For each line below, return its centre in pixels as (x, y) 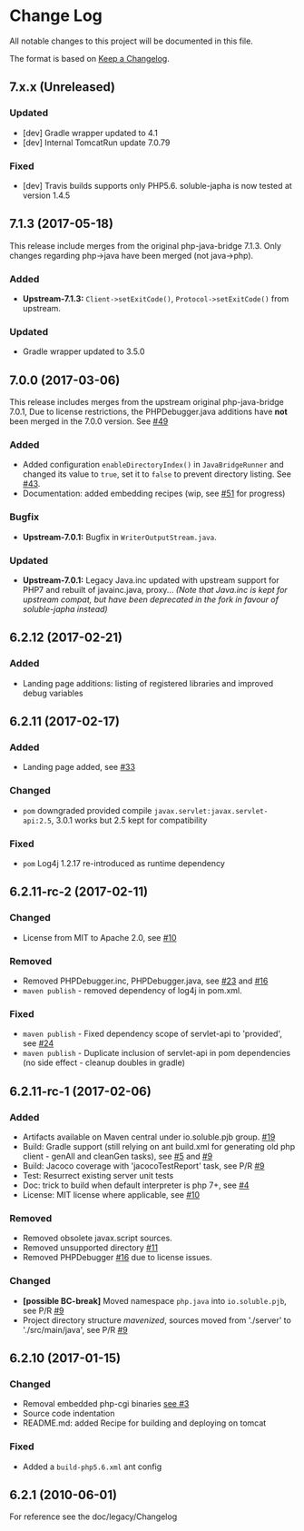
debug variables (53, 693)
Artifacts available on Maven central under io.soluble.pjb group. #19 (149, 1137)
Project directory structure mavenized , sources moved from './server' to (157, 1320)
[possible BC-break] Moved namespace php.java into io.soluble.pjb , (155, 1300)
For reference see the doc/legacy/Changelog (93, 1516)
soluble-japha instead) (65, 609)
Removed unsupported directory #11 (90, 1248)
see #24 (38, 1043)
